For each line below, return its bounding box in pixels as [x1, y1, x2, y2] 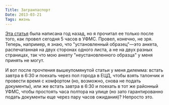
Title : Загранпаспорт [5, 7, 51, 13]
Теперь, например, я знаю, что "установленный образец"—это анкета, [5, 41, 158, 47]
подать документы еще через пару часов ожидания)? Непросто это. [5, 94, 154, 100]
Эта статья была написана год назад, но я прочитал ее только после [5, 31, 154, 37]
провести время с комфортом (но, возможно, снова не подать [5, 78, 141, 84]
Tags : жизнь [5, 17, 30, 22]
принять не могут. [5, 58, 44, 64]
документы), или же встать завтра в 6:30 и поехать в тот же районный [5, 83, 158, 89]
